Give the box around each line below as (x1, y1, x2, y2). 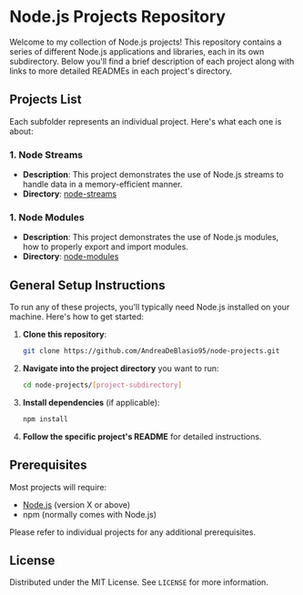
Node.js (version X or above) (22, 499, 131, 510)
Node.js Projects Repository (9, 6, 226, 27)
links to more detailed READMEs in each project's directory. (9, 66, 233, 76)
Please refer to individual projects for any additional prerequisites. (9, 526, 257, 538)
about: (9, 126, 34, 136)
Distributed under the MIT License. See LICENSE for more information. (9, 577, 268, 588)
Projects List (9, 92, 82, 107)
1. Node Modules (9, 211, 85, 224)
